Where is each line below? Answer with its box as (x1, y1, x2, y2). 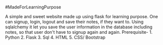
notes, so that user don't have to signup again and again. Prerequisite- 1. (5, 29, 153, 35)
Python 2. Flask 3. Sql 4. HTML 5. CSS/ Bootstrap (5, 34, 106, 40)
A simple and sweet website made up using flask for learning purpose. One (5, 14, 158, 19)
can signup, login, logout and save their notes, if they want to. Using (5, 19, 144, 24)
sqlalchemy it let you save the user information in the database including (5, 24, 153, 30)
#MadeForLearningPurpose (5, 4, 62, 10)
